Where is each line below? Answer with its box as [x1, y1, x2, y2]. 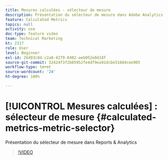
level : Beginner [5, 50, 40, 55]
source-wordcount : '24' [5, 70, 56, 75]
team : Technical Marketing [5, 36, 63, 41]
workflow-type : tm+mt [5, 64, 52, 70]
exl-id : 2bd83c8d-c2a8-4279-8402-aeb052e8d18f [5, 55, 106, 60]
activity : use [5, 27, 36, 32]
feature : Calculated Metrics [5, 17, 67, 22]
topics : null [5, 21, 33, 27]
